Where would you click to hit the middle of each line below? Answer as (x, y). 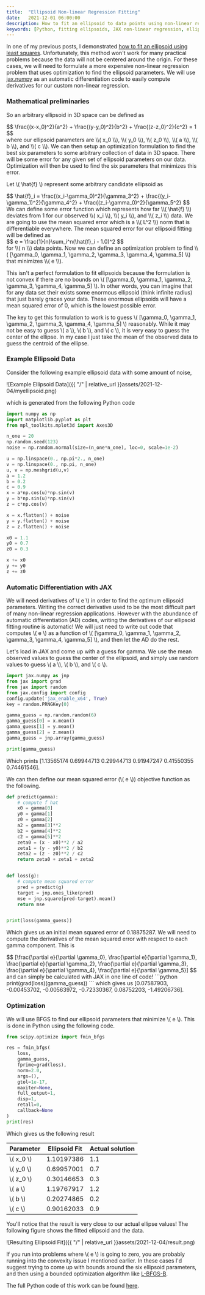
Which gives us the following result (50, 1133)
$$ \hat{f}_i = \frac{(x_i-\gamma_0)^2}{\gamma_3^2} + (75, 196)
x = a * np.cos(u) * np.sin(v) (41, 493)
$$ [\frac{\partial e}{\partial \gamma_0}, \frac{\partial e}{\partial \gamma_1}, (102, 957)
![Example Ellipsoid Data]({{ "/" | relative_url (61, 384)
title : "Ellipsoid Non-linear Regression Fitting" (73, 12)
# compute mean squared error (56, 882)
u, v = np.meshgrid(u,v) (38, 470)
